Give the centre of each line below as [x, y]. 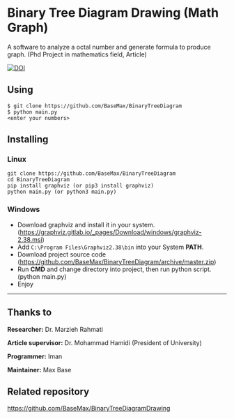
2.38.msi [30, 239]
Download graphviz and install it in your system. [86, 224]
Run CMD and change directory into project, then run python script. [114, 269]
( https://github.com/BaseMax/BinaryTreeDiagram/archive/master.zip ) [117, 261]
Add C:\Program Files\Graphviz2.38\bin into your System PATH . [110, 247]
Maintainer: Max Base [39, 370]
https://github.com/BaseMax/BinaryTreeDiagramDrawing [89, 409]
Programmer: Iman [35, 356]
